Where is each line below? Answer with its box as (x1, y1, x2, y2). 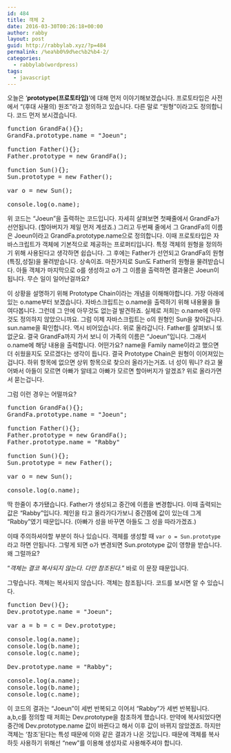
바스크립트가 (7, 240, 41, 249)
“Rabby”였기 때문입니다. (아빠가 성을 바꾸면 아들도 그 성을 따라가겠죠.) (7, 517, 197, 526)
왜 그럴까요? (7, 549, 40, 558)
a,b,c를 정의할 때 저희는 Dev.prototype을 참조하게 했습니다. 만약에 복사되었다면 (7, 713, 222, 721)
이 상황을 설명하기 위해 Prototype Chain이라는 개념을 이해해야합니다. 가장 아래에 (7, 289, 224, 298)
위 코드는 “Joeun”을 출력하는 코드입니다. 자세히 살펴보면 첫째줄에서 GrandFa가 (7, 214, 220, 223)
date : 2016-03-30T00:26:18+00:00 (7, 23, 103, 30)
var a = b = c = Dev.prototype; (7, 621, 117, 630)
